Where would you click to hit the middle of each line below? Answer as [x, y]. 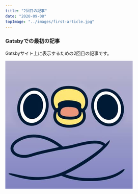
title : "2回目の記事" [26, 11]
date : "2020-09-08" [26, 16]
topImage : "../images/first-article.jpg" [50, 21]
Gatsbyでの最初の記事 [33, 41]
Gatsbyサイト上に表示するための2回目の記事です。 [59, 53]
